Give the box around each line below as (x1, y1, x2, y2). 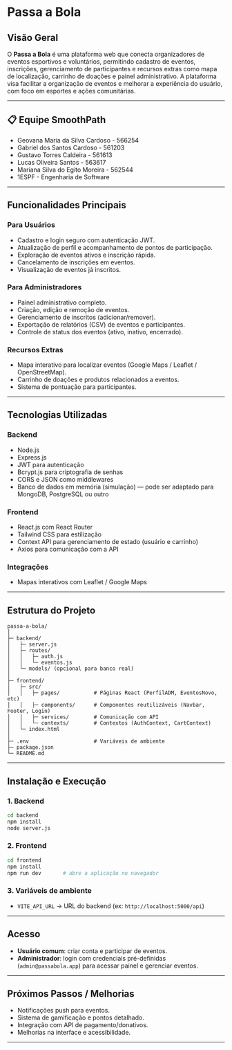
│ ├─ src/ (7, 683, 41, 691)
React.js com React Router (17, 523, 93, 532)
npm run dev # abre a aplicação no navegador (7, 869, 159, 876)
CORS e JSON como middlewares (17, 475, 114, 483)
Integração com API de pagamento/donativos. (17, 1021, 148, 1029)
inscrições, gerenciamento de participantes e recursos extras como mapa (7, 65, 217, 73)
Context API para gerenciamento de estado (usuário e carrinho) (17, 538, 199, 546)
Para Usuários (7, 220, 55, 230)
